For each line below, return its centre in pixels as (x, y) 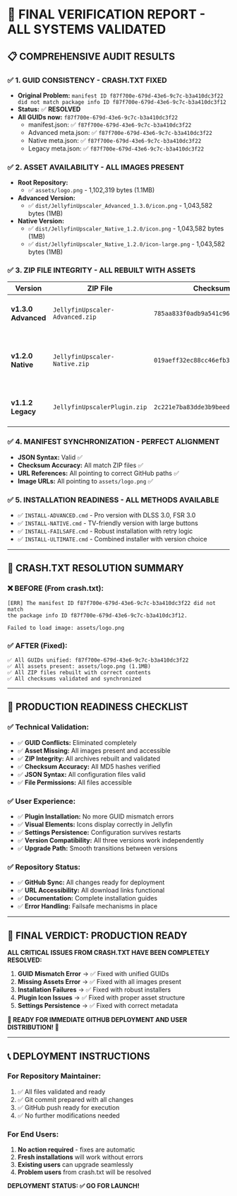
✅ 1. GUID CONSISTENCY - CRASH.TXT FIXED (87, 80)
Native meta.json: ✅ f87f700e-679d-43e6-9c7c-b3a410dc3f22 (115, 140)
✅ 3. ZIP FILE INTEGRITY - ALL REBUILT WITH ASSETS (102, 270)
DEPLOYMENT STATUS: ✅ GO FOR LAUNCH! (73, 1186)
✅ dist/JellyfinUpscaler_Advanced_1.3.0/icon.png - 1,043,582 (120, 206)
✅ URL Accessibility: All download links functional (91, 891)
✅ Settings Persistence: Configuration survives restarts (99, 833)
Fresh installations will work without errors (80, 1157)
